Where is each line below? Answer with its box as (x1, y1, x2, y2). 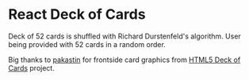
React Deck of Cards (8, 5, 146, 24)
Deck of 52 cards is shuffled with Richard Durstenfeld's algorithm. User (8, 31, 242, 41)
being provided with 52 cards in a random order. (8, 39, 167, 49)
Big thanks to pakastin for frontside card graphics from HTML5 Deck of (8, 55, 241, 64)
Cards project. (8, 63, 56, 72)
